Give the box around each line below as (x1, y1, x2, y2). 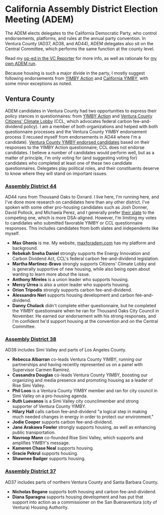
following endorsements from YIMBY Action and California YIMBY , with (5, 75, 148, 81)
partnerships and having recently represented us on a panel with (12, 362, 143, 368)
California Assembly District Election (5, 3, 158, 15)
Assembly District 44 (5, 183, 57, 190)
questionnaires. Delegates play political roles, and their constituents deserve (5, 165, 160, 171)
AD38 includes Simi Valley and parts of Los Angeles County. (5, 347, 127, 353)
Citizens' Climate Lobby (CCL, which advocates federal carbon (5, 118, 132, 124)
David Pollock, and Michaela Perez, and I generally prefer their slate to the (5, 210, 155, 216)
